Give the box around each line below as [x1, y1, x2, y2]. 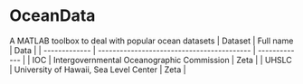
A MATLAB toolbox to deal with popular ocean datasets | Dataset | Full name [9, 35, 294, 46]
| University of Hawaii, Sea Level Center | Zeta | [9, 64, 187, 75]
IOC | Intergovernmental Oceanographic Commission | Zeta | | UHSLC [32, 54, 292, 65]
